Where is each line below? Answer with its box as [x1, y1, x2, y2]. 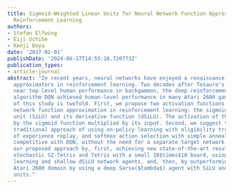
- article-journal [7, 68, 60, 75]
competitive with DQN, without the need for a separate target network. [13, 139, 228, 146]
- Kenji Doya [7, 42, 45, 49]
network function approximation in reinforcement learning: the [13, 107, 203, 114]
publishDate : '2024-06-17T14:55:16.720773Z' [7, 55, 138, 62]
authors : [7, 23, 33, 30]
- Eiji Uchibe [7, 36, 49, 43]
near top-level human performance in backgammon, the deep [13, 87, 188, 94]
